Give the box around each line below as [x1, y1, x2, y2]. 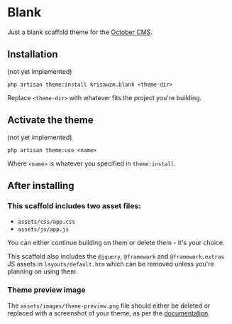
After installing [7, 179, 74, 192]
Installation [7, 48, 58, 60]
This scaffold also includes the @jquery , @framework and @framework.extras [7, 252, 225, 261]
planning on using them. [7, 267, 78, 276]
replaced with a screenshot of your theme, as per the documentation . [7, 308, 211, 317]
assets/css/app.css [17, 218, 76, 226]
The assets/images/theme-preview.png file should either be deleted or [7, 301, 211, 310]
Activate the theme [7, 114, 94, 126]
